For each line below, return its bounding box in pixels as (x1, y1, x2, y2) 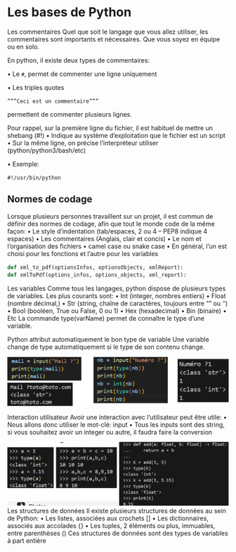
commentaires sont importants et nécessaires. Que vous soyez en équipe (7, 34, 220, 43)
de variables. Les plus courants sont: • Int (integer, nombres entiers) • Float (7, 291, 226, 300)
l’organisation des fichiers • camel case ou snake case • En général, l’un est (7, 242, 227, 250)
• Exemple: (7, 160, 40, 168)
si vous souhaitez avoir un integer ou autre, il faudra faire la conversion (7, 428, 213, 436)
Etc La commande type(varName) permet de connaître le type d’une (7, 314, 205, 322)
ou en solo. (7, 42, 40, 51)
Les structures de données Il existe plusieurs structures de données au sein (7, 506, 227, 515)
